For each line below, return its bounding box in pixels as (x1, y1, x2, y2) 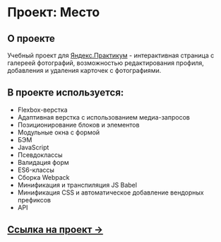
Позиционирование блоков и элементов (17, 120, 140, 129)
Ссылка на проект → (7, 224, 104, 236)
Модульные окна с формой (17, 128, 100, 137)
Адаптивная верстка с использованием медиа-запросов (17, 113, 191, 121)
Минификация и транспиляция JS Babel (17, 180, 138, 189)
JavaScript (17, 143, 49, 151)
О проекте (7, 33, 55, 45)
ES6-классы (17, 166, 55, 174)
